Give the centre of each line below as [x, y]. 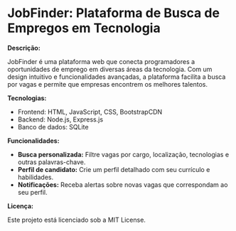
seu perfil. [32, 192]
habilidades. [36, 177]
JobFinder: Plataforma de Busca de [114, 13]
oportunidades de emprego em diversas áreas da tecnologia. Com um [110, 69]
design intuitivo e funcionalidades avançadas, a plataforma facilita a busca [117, 77]
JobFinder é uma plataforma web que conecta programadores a [101, 61]
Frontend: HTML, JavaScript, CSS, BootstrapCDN [90, 112]
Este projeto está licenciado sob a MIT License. [76, 220]
